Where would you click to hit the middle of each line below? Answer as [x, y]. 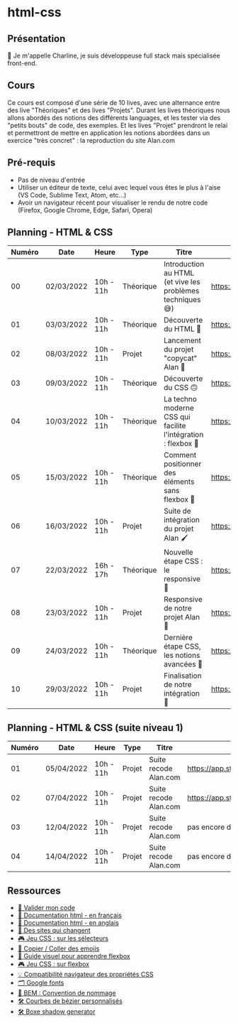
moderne [179, 408]
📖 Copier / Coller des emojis [58, 948]
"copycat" [181, 358]
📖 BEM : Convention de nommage [67, 993]
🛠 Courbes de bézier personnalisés [70, 1001]
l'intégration [184, 435]
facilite [175, 426]
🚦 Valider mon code [46, 908]
